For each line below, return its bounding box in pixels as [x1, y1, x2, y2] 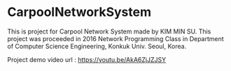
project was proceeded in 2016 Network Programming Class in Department [7, 34, 224, 42]
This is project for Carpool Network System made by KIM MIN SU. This [7, 27, 211, 35]
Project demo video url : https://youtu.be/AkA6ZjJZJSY [7, 55, 167, 63]
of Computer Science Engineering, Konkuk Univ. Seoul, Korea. [7, 42, 187, 50]
